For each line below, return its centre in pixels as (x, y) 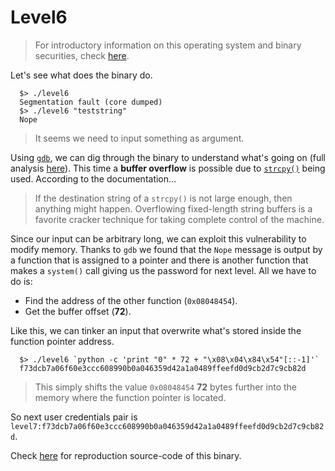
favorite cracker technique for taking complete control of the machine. (179, 219)
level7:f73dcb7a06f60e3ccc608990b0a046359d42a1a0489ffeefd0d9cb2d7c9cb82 (167, 426)
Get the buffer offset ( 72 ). (78, 311)
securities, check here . (82, 55)
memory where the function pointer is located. (130, 397)
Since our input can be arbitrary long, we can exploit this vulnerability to (158, 238)
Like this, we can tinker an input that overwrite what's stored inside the (156, 330)
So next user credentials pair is (74, 417)
